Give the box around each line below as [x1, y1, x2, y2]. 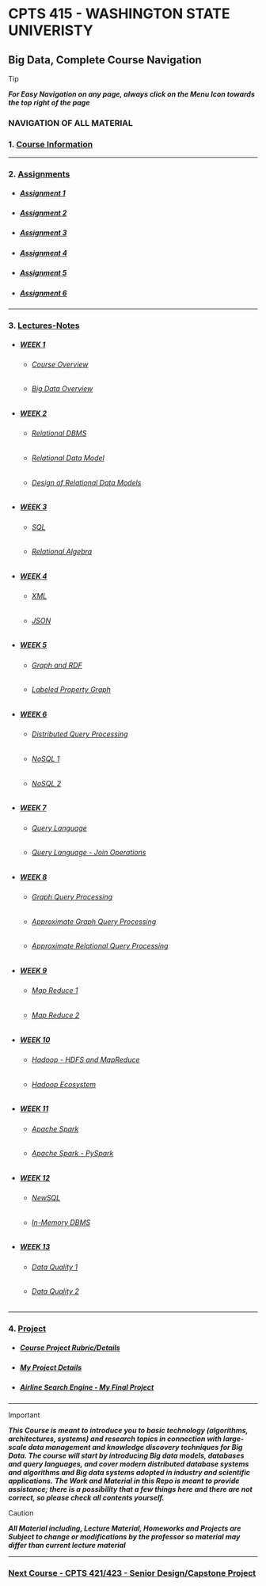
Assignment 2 [19, 208, 67, 218]
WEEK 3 [19, 502, 47, 512]
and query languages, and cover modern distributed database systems [8, 1459, 249, 1469]
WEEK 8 [19, 872, 47, 881]
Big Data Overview [31, 384, 93, 394]
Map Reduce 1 [31, 986, 78, 995]
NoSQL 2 [31, 778, 62, 788]
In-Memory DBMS [31, 1217, 91, 1227]
